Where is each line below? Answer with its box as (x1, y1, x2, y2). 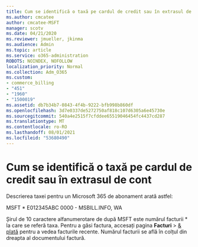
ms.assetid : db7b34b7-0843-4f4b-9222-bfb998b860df (6, 102, 134, 108)
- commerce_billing (6, 80, 54, 86)
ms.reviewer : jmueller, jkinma (6, 36, 83, 42)
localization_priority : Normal (6, 63, 83, 70)
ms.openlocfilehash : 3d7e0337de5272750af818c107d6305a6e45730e (6, 108, 165, 113)
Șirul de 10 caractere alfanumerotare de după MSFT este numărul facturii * (6, 215, 188, 222)
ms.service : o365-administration (6, 53, 89, 58)
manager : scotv (6, 25, 44, 31)
